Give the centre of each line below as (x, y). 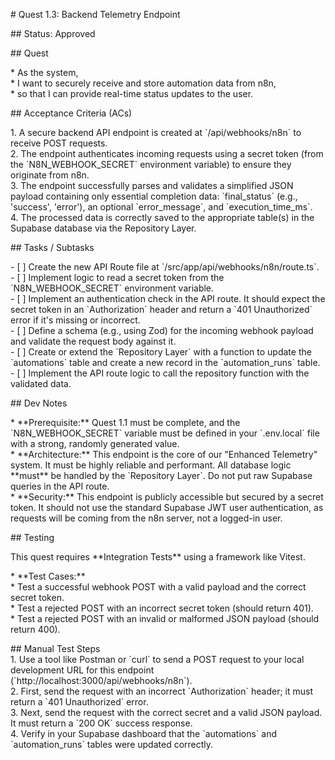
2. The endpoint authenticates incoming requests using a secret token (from (167, 153)
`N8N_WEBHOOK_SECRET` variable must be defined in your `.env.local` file (165, 433)
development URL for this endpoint (82, 670)
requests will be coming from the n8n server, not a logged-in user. (146, 518)
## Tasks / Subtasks (52, 247)
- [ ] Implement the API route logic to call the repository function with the (160, 373)
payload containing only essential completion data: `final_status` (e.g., (154, 196)
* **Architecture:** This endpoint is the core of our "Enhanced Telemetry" (164, 454)
